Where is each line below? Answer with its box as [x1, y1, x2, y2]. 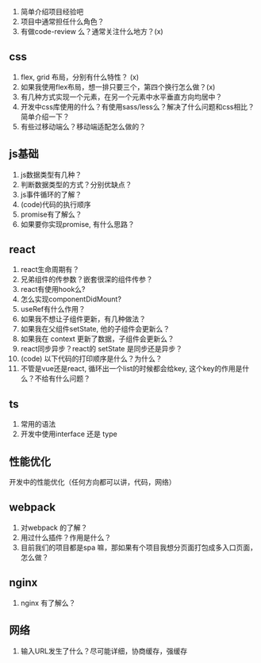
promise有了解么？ [20, 209, 83, 219]
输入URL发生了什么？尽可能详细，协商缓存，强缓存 [20, 646, 188, 656]
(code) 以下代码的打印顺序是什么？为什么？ [20, 354, 163, 363]
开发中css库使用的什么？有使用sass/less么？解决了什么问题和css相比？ [20, 102, 255, 111]
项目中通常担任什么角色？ [20, 17, 105, 26]
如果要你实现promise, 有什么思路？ [20, 219, 135, 228]
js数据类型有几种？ [20, 170, 83, 179]
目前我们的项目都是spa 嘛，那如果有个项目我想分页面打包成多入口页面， [20, 542, 257, 552]
